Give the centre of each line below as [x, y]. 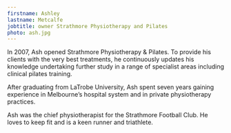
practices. [21, 102]
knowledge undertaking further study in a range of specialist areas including [115, 66]
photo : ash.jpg [29, 33]
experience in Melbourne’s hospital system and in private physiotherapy [109, 95]
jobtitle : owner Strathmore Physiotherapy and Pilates [88, 26]
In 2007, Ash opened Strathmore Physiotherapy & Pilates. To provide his [109, 52]
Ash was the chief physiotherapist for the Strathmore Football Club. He [108, 115]
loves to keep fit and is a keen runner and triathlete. [80, 122]
